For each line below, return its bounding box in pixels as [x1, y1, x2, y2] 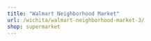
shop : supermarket [7, 23, 61, 30]
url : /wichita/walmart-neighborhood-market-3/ [7, 17, 145, 24]
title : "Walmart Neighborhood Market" [7, 10, 120, 17]
